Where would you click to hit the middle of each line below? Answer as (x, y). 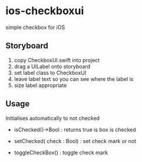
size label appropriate (40, 85)
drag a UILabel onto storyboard (52, 66)
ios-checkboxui (45, 11)
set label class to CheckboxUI (50, 73)
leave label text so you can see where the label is (74, 79)
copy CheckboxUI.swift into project (57, 60)
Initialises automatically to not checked (53, 118)
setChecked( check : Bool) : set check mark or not (75, 141)
